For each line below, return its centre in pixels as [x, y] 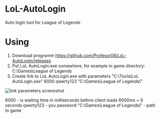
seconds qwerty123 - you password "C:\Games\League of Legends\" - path [80, 105]
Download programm [33, 55]
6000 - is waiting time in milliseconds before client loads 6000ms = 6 [74, 100]
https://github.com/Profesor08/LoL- [91, 55]
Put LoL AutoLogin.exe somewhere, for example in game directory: [79, 66]
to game [13, 110]
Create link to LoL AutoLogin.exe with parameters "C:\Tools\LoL [75, 76]
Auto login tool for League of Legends [43, 22]
